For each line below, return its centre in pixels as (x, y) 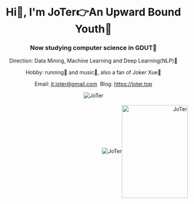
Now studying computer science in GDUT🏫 (93, 48)
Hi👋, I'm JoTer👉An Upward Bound (93, 12)
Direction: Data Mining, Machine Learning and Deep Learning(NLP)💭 (93, 61)
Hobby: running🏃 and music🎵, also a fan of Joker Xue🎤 (93, 73)
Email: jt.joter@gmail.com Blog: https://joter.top (93, 84)
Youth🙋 (93, 29)
